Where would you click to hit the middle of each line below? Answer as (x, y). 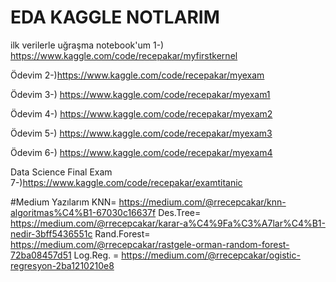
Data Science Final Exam (61, 172)
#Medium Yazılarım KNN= (63, 202)
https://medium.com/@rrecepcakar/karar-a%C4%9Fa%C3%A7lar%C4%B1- (168, 223)
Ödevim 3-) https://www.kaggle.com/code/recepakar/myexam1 (140, 94)
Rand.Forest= (122, 233)
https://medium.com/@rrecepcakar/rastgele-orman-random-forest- (150, 244)
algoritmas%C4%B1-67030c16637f (83, 212)
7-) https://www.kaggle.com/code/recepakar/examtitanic (126, 182)
